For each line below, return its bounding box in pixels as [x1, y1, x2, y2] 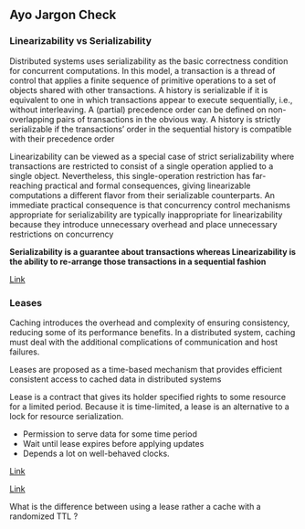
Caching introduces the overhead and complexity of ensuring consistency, [9, 317, 290, 328]
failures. [9, 346, 40, 357]
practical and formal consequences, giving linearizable [44, 180, 251, 191]
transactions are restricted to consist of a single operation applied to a [9, 160, 274, 172]
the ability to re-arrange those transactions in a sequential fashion [9, 256, 267, 267]
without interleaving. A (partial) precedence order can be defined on [9, 104, 267, 115]
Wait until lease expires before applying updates [22, 438, 205, 449]
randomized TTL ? [9, 511, 79, 522]
